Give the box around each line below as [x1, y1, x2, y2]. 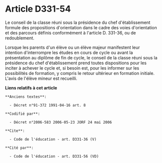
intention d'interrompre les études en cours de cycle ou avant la [5, 50, 133, 55]
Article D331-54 [5, 3, 71, 15]
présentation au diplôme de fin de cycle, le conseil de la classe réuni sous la [5, 54, 158, 60]
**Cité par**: [5, 145, 34, 150]
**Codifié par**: [5, 111, 40, 116]
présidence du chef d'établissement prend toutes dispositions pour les [5, 60, 147, 66]
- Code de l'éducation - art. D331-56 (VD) [9, 154, 99, 159]
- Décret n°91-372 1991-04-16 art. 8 [9, 103, 86, 108]
